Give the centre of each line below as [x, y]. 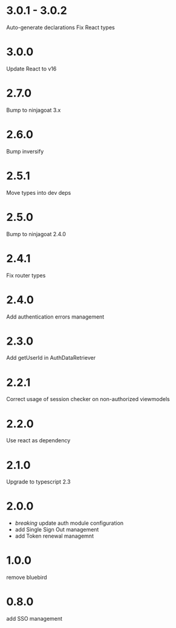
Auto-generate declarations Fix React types [60, 27]
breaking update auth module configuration [69, 523]
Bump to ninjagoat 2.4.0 [36, 234]
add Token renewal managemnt [54, 536]
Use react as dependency [38, 441]
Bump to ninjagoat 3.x [34, 110]
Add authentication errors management [55, 317]
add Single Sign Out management [57, 530]
